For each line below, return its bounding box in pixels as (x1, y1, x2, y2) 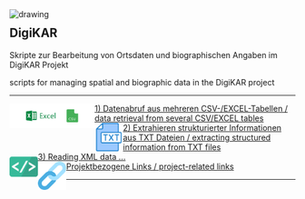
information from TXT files (123, 141, 221, 153)
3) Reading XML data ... (37, 151, 126, 162)
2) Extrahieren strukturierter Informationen (123, 122, 282, 133)
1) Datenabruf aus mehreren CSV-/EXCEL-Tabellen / (94, 103, 289, 114)
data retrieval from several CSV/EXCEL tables (94, 113, 264, 124)
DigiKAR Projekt (9, 59, 69, 70)
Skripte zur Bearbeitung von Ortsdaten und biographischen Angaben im (9, 49, 279, 60)
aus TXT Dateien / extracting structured (123, 132, 271, 143)
